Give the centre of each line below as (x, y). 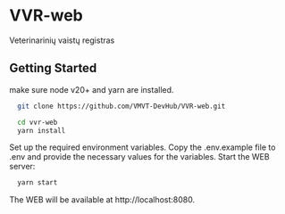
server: (22, 167)
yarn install (42, 130)
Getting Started (53, 68)
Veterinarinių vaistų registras (62, 40)
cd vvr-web (38, 122)
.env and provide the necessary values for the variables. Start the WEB (139, 157)
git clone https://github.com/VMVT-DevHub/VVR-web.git (122, 106)
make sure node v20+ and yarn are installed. (92, 89)
